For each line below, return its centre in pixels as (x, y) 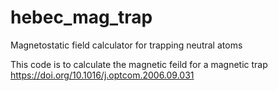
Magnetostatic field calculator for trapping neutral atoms (126, 45)
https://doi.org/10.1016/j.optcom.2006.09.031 (102, 75)
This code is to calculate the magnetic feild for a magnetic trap (139, 64)
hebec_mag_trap (81, 17)
